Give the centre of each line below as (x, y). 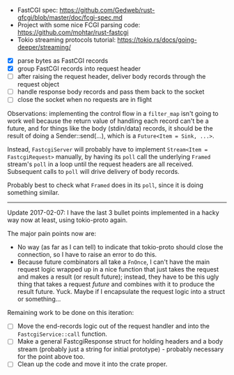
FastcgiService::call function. (62, 334)
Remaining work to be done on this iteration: (71, 313)
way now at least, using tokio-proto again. (67, 220)
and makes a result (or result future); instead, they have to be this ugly (118, 277)
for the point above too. (51, 357)
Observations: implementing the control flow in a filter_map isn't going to (113, 114)
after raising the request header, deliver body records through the (111, 77)
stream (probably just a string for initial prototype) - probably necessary (120, 349)
